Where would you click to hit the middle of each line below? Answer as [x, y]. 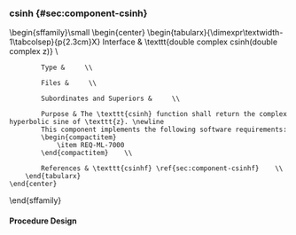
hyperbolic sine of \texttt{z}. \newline [87, 122]
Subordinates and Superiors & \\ [110, 99]
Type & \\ [67, 68]
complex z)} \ [34, 51]
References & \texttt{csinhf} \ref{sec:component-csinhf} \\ [162, 168]
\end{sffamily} [35, 200]
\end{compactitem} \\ [87, 153]
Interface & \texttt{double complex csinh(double [190, 42]
